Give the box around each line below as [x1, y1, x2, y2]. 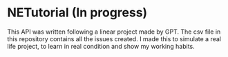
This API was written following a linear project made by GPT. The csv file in [7, 27, 221, 36]
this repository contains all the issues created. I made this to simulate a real [7, 34, 221, 43]
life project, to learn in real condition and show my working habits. [7, 42, 195, 50]
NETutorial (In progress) [7, 5, 148, 21]
